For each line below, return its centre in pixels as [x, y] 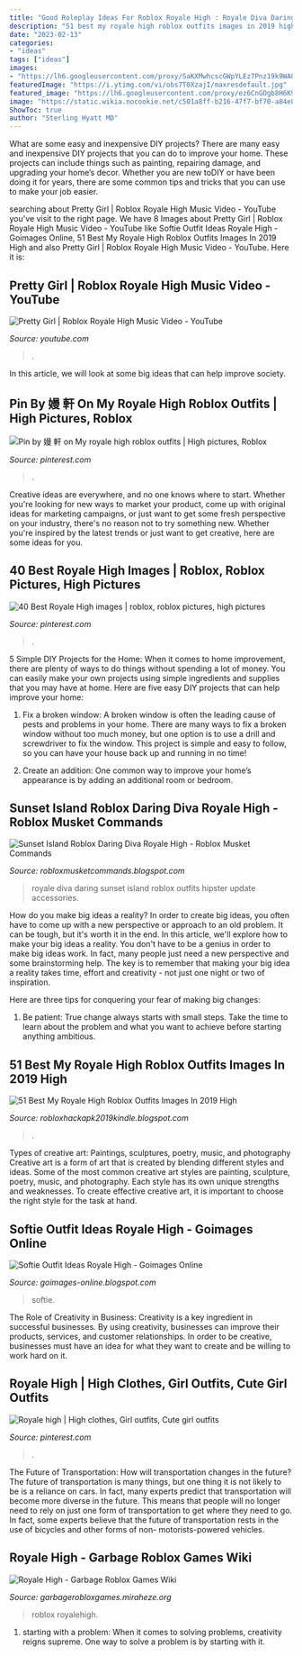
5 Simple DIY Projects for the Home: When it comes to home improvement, [147, 659]
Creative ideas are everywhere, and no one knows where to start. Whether [147, 494]
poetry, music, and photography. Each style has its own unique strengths [144, 1182]
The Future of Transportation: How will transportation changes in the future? [151, 1472]
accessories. [55, 898]
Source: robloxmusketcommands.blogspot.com [98, 871]
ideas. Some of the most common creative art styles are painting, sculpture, [150, 1172]
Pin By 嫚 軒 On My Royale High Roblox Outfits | [143, 404]
